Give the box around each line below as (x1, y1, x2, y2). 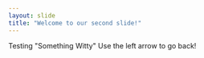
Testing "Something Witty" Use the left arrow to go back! (8, 41, 197, 50)
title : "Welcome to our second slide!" (8, 19, 142, 27)
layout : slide (8, 11, 56, 20)
